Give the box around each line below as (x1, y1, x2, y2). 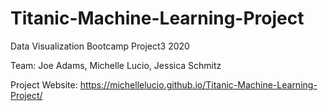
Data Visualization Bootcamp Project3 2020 (10, 40, 190, 52)
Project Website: (10, 78, 78, 91)
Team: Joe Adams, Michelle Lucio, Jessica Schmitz (10, 59, 222, 71)
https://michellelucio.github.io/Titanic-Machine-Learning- (79, 78, 318, 91)
